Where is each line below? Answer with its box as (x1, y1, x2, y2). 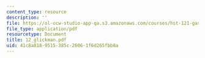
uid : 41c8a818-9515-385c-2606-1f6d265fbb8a (6, 43, 119, 49)
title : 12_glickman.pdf (6, 37, 67, 43)
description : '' (6, 14, 48, 21)
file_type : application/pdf (6, 25, 78, 32)
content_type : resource (6, 8, 67, 15)
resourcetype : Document (6, 31, 67, 37)
